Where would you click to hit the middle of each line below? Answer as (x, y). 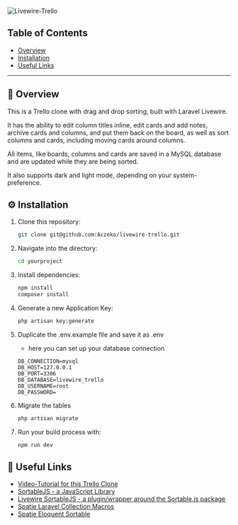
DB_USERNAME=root (43, 386)
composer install (43, 295)
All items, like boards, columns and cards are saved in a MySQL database (114, 154)
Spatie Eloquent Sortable (54, 514)
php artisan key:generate (56, 321)
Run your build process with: (59, 431)
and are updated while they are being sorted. (73, 161)
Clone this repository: (49, 222)
